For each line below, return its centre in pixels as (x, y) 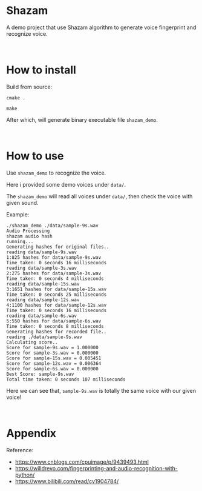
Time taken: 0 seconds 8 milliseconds (55, 326)
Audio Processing (28, 231)
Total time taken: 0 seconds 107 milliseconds (66, 379)
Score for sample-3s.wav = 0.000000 (52, 353)
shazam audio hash (29, 236)
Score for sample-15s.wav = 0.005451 (54, 358)
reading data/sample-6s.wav (42, 316)
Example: (18, 214)
